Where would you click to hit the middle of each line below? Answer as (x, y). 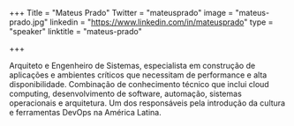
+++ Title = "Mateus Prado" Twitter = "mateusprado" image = (121, 13)
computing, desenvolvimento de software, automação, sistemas (126, 93)
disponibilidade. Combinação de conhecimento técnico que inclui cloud (139, 84)
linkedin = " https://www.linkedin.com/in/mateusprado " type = (162, 22)
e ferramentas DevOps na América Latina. (85, 112)
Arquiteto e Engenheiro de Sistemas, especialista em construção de (132, 66)
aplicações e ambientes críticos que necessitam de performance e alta (138, 75)
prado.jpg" (29, 22)
